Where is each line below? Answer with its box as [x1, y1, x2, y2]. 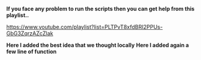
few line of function [6, 48, 57, 55]
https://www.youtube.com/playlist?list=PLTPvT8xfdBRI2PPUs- [6, 24, 163, 30]
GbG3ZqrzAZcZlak [6, 30, 54, 37]
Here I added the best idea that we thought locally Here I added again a [6, 42, 189, 48]
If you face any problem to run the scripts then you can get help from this [6, 5, 195, 12]
